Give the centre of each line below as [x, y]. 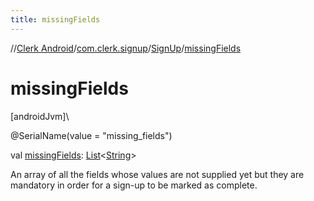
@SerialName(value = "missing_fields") [91, 135]
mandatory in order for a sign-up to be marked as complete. [134, 185]
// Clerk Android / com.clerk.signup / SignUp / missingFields [126, 48]
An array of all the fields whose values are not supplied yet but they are [157, 174]
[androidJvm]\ [40, 116]
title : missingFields [55, 19]
